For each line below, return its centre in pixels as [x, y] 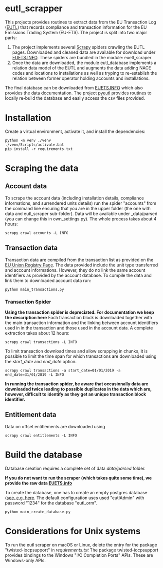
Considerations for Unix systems [73, 531]
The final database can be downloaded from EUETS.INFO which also [74, 87]
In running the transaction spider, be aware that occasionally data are [77, 384]
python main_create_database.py [38, 512]
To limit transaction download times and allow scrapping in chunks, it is [76, 351]
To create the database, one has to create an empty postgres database [76, 492]
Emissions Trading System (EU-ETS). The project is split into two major [76, 32]
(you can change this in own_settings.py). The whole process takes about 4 [81, 218]
